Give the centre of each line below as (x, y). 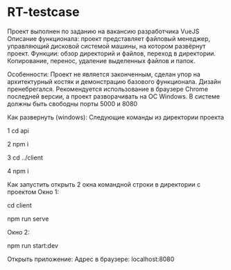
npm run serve (28, 219)
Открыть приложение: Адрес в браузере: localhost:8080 (91, 259)
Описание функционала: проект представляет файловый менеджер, (109, 38)
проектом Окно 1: (33, 192)
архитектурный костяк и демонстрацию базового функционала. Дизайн (114, 81)
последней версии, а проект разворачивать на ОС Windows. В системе (114, 96)
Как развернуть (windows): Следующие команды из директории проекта (115, 117)
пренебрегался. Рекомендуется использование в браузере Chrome (108, 89)
